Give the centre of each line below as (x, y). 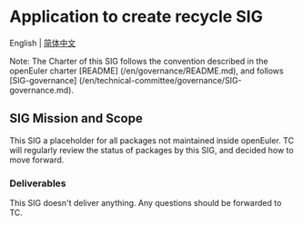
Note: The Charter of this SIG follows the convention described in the (139, 61)
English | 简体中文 (43, 43)
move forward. (37, 160)
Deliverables (38, 183)
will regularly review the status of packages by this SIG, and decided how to (151, 150)
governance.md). (42, 90)
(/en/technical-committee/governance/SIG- (161, 80)
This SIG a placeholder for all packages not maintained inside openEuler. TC (151, 140)
